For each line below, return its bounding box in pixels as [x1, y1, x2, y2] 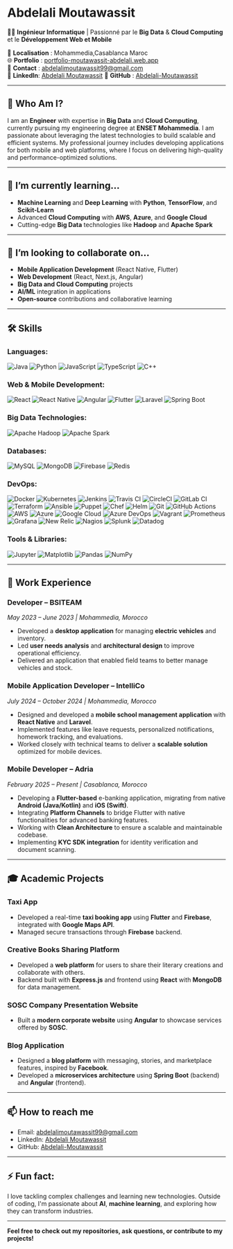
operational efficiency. [17, 649, 82, 657]
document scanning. [17, 845, 76, 853]
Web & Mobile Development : [7, 380, 105, 389]
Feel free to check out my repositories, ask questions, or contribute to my [7, 1227, 223, 1235]
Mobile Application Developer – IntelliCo [7, 681, 146, 691]
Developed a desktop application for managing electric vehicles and [17, 627, 216, 635]
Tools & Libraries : [7, 535, 67, 544]
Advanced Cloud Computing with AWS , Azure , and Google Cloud [17, 213, 207, 221]
